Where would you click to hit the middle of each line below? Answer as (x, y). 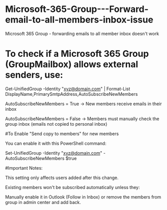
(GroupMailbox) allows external (72, 65)
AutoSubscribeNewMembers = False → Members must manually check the (82, 119)
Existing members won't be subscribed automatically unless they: (73, 187)
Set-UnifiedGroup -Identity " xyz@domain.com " (54, 153)
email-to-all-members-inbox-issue (79, 20)
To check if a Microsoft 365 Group (77, 54)
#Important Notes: (24, 168)
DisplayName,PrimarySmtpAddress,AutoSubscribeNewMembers (72, 94)
